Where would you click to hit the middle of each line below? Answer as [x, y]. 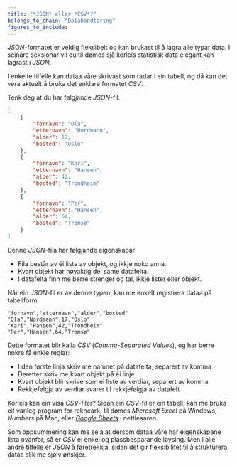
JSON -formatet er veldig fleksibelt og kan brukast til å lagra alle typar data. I [119, 48]
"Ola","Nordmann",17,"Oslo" [49, 319]
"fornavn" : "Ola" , [60, 124]
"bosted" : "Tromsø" [62, 223]
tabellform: [23, 300]
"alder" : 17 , [52, 137]
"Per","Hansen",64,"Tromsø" [49, 332]
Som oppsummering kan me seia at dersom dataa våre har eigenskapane [114, 432]
